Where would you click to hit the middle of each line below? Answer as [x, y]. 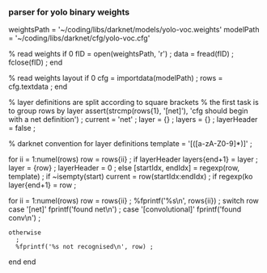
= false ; [22, 128]
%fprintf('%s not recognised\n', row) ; [85, 247]
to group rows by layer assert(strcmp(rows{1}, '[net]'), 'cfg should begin [128, 111]
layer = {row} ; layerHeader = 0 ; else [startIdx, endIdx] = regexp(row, [124, 168]
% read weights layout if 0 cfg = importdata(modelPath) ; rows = [116, 78]
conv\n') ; [25, 218]
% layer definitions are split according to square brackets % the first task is [133, 103]
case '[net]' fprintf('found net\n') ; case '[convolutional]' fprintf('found [125, 209]
